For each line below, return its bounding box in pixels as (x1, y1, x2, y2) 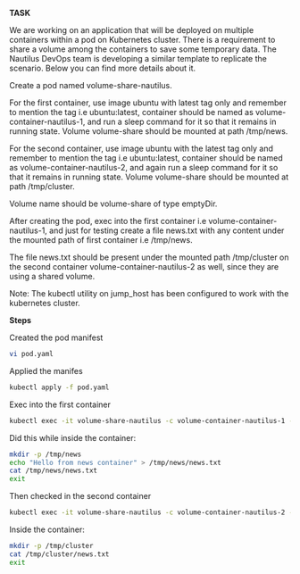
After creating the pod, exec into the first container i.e (9, 216, 207, 226)
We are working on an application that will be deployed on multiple (9, 25, 254, 35)
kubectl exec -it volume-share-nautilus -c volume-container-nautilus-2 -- (9, 508, 297, 517)
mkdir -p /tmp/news (9, 450, 82, 459)
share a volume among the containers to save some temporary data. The (9, 44, 277, 54)
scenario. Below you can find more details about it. (9, 62, 196, 73)
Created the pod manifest (9, 332, 104, 343)
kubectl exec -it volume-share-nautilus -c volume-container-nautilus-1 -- (9, 416, 297, 425)
